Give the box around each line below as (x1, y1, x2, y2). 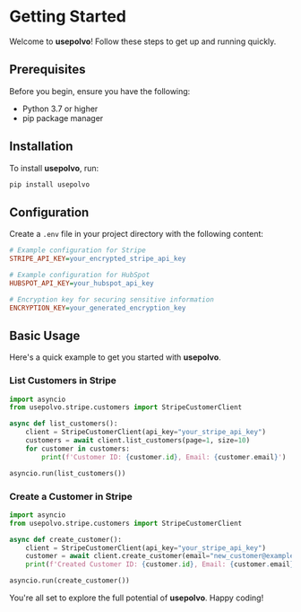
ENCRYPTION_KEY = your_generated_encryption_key (9, 303, 186, 312)
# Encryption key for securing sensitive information (9, 294, 215, 304)
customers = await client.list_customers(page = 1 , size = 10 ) (25, 436, 251, 445)
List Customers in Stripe (9, 374, 116, 387)
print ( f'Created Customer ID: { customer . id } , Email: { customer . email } (25, 560, 295, 569)
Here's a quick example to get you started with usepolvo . (9, 352, 221, 363)
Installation (9, 139, 73, 154)
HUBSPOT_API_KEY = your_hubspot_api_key (9, 278, 154, 288)
